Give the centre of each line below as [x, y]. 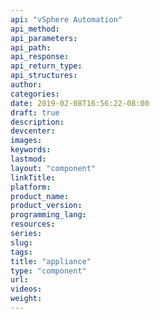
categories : [35, 94]
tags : [21, 252]
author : [26, 85]
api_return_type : [46, 66]
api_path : [31, 47]
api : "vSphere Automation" [66, 19]
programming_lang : [48, 215]
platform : [31, 187]
